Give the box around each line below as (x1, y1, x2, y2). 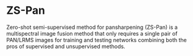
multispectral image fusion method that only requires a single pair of (6, 30, 178, 37)
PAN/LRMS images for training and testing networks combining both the (6, 36, 187, 43)
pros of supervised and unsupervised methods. (6, 43, 126, 50)
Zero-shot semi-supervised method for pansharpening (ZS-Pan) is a (6, 23, 178, 31)
